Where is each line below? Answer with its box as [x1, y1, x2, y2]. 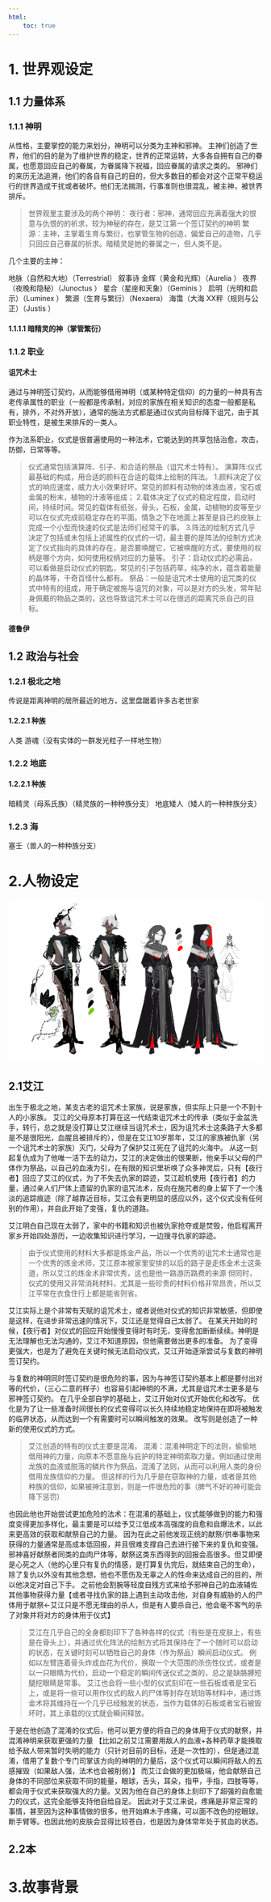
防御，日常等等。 [8, 445, 65, 455]
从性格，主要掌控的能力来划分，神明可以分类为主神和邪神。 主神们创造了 [8, 141, 251, 151]
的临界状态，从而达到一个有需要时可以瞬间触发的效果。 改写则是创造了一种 [8, 1413, 258, 1424]
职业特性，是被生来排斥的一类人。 [8, 418, 122, 427]
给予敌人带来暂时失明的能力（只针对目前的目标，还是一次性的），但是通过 [8, 1745, 252, 1756]
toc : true [23, 21, 56, 30]
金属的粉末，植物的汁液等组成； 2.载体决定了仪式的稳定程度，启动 [27, 492, 249, 502]
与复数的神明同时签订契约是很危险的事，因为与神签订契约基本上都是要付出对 [8, 1373, 263, 1383]
